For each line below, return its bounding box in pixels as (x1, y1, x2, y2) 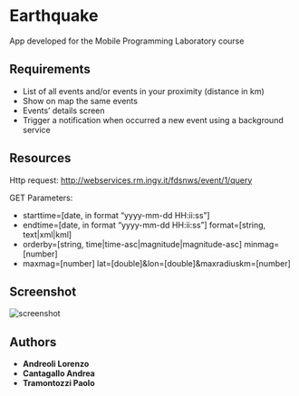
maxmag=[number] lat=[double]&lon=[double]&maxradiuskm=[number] (22, 257, 292, 268)
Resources (9, 150, 72, 166)
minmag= (244, 238, 280, 249)
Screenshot (9, 284, 77, 299)
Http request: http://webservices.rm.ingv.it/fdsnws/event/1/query (9, 174, 253, 186)
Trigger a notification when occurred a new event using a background (22, 114, 284, 125)
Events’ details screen (22, 105, 106, 116)
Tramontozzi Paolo (22, 378, 95, 389)
